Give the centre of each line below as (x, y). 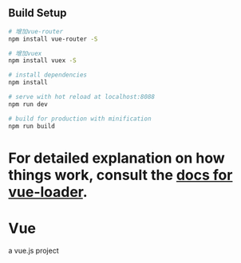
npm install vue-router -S (53, 39)
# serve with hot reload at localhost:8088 (82, 97)
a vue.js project (34, 250)
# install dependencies (48, 75)
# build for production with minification (80, 119)
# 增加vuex (25, 53)
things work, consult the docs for (120, 175)
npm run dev (28, 104)
